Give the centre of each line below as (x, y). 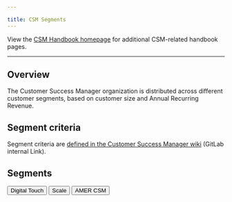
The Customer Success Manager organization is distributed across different (115, 91)
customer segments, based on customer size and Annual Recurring (103, 99)
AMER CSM (91, 191)
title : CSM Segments (37, 19)
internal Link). (27, 152)
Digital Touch (27, 191)
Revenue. (21, 106)
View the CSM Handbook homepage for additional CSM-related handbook (113, 39)
